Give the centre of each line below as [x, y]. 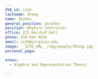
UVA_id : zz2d [18, 10]
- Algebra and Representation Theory [48, 65]
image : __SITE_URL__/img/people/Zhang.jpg [49, 46]
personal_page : [21, 51]
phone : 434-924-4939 [26, 38]
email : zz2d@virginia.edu [31, 42]
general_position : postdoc [33, 23]
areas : [12, 60]
